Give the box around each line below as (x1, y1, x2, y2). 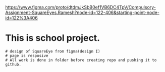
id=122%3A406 (5, 15, 38, 20)
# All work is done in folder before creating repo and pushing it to (5, 57, 157, 62)
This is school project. (5, 32, 100, 44)
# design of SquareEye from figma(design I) (5, 48, 100, 54)
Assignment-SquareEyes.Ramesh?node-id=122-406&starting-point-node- (5, 9, 160, 15)
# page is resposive (5, 53, 49, 58)
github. (5, 62, 22, 67)
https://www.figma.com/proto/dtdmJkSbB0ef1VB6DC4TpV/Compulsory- (5, 4, 156, 10)
